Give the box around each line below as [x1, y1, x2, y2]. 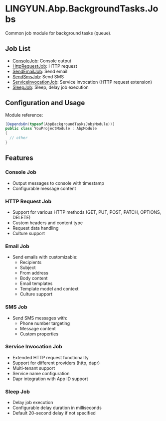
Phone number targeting [19, 320, 70, 326]
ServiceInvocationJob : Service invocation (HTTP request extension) [12, 79, 153, 85]
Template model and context [19, 286, 79, 292]
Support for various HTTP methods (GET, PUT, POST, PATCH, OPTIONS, [12, 209, 162, 215]
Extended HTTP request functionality [12, 354, 89, 360]
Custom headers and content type [12, 220, 83, 226]
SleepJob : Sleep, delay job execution [12, 84, 89, 90]
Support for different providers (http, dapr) [12, 360, 100, 366]
